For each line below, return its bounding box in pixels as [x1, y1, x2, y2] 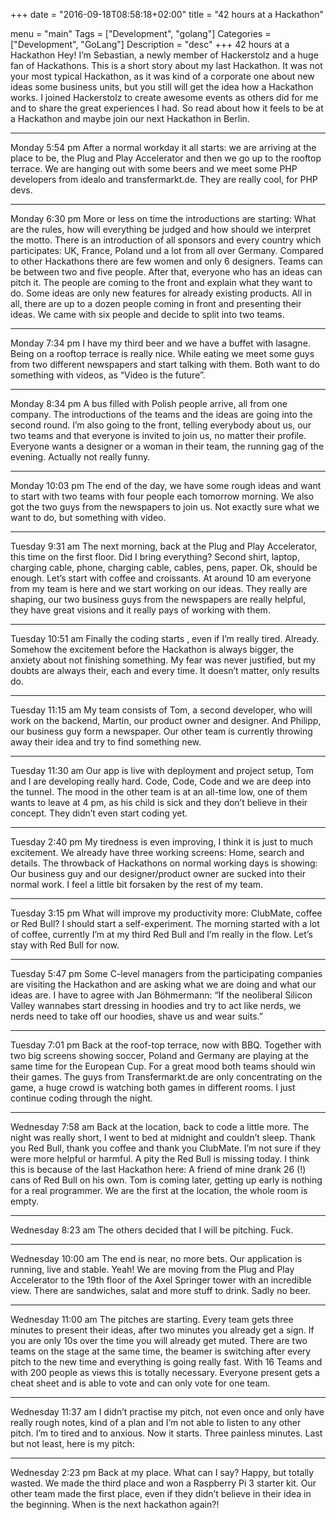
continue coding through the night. [10, 1092, 153, 1104]
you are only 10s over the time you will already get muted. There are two [10, 1335, 308, 1346]
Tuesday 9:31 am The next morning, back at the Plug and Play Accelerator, [10, 540, 318, 552]
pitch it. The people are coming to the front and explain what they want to [10, 277, 313, 288]
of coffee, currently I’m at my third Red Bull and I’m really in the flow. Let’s [10, 929, 313, 940]
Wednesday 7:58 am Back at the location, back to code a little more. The [10, 1121, 310, 1133]
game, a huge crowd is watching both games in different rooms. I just [10, 1082, 296, 1093]
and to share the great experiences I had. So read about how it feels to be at [10, 102, 324, 114]
